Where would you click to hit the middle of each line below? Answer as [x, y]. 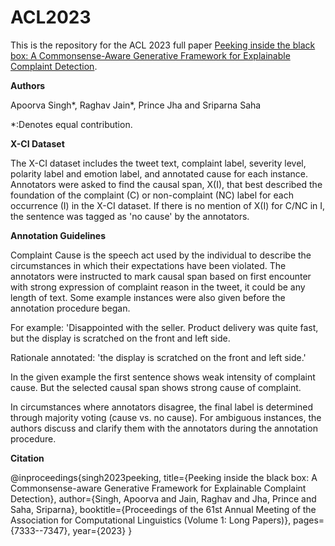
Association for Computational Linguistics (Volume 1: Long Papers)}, [151, 520]
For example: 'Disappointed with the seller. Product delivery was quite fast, [164, 327]
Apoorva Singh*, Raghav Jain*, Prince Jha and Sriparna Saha [136, 105]
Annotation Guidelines [58, 235]
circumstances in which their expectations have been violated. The [148, 265]
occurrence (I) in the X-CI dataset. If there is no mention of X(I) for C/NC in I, [168, 205]
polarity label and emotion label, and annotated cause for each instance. [159, 173]
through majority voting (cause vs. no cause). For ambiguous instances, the [166, 417]
